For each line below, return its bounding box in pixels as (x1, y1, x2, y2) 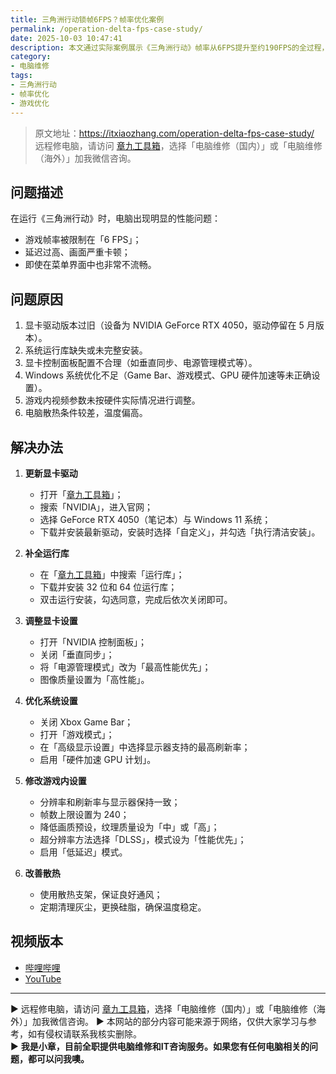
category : (10, 52, 52, 62)
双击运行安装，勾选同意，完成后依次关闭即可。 (39, 593, 233, 605)
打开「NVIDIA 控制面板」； (39, 636, 148, 648)
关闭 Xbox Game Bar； (39, 716, 134, 728)
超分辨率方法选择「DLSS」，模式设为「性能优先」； (39, 833, 247, 845)
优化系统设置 (24, 694, 78, 706)
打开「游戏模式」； (39, 728, 115, 740)
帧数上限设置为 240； (39, 808, 130, 820)
